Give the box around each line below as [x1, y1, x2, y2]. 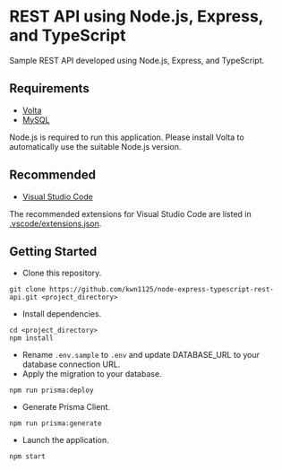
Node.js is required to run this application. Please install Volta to [9, 132, 244, 143]
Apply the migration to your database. [21, 369, 163, 379]
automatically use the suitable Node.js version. [9, 141, 182, 152]
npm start [9, 452, 47, 461]
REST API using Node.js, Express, [9, 6, 264, 27]
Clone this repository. [21, 267, 102, 279]
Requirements [9, 81, 90, 96]
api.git [9, 293, 38, 302]
